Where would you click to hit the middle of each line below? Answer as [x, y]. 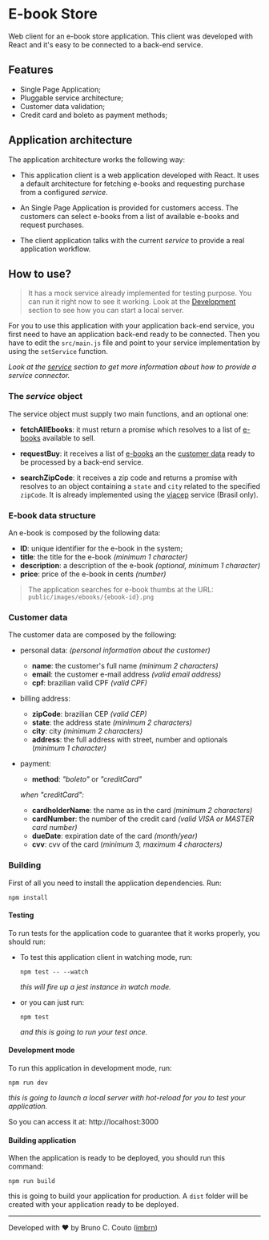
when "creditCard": [52, 795]
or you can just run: [52, 1002]
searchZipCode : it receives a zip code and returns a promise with [128, 478]
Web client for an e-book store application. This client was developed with [131, 36]
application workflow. [55, 249]
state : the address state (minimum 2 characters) [112, 722]
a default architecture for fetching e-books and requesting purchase [132, 183]
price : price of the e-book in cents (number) [93, 574]
